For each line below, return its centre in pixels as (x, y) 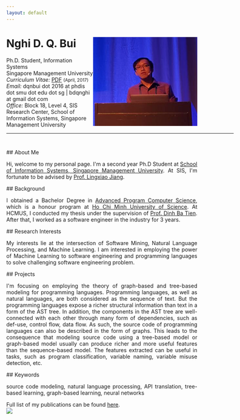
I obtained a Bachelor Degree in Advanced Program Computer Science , (102, 200)
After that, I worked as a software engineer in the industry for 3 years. (93, 219)
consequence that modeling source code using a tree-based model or (102, 337)
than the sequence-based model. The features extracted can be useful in (102, 350)
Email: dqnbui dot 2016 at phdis (46, 86)
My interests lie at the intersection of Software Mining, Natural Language (102, 243)
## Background (26, 188)
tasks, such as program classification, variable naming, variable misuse (102, 356)
